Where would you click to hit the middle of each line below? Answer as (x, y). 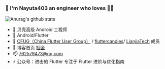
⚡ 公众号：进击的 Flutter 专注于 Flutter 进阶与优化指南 (69, 62)
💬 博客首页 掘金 (29, 48)
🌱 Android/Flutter (31, 36)
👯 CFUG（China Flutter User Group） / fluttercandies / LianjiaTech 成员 (86, 41)
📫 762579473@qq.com (38, 54)
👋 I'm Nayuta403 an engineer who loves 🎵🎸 (60, 8)
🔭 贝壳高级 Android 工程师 (40, 29)
